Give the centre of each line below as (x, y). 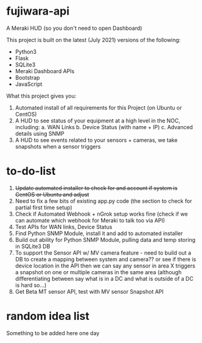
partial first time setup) (44, 207)
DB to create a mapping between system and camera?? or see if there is (106, 259)
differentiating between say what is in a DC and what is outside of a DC (104, 278)
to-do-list (31, 171)
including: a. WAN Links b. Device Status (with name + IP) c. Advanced (104, 127)
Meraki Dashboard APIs (45, 71)
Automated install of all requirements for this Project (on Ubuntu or (99, 107)
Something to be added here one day (53, 333)
